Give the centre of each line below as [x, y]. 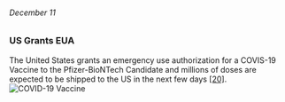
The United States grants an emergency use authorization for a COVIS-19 [143, 60]
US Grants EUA [42, 41]
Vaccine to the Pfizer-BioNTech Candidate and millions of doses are [133, 69]
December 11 [32, 12]
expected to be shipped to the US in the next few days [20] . [118, 79]
